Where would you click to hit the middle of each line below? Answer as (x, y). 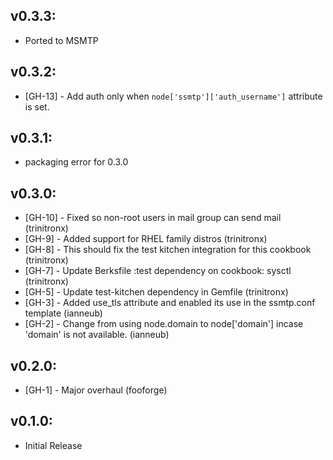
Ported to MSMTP (61, 40)
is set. (37, 106)
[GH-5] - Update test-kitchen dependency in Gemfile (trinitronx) (156, 292)
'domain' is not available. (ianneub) (97, 335)
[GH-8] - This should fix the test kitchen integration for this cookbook (168, 250)
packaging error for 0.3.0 (76, 162)
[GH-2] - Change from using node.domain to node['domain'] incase (164, 324)
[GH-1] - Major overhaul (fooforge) (96, 390)
